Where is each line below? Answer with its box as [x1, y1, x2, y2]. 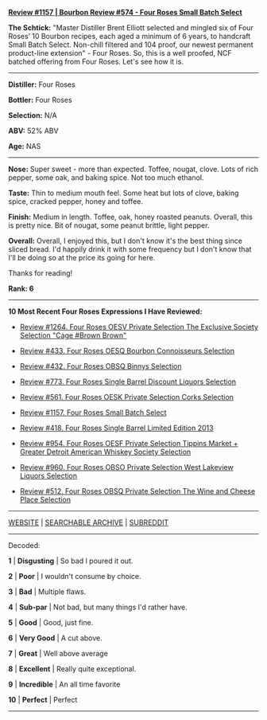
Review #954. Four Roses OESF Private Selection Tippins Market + [19, 439, 238, 448]
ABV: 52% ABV [8, 126, 59, 135]
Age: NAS [8, 142, 41, 151]
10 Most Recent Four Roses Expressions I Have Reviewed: [8, 307, 203, 316]
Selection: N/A [8, 111, 57, 119]
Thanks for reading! [8, 268, 73, 278]
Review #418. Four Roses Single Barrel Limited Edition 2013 [19, 423, 214, 432]
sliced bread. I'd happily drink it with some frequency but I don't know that [8, 245, 252, 254]
